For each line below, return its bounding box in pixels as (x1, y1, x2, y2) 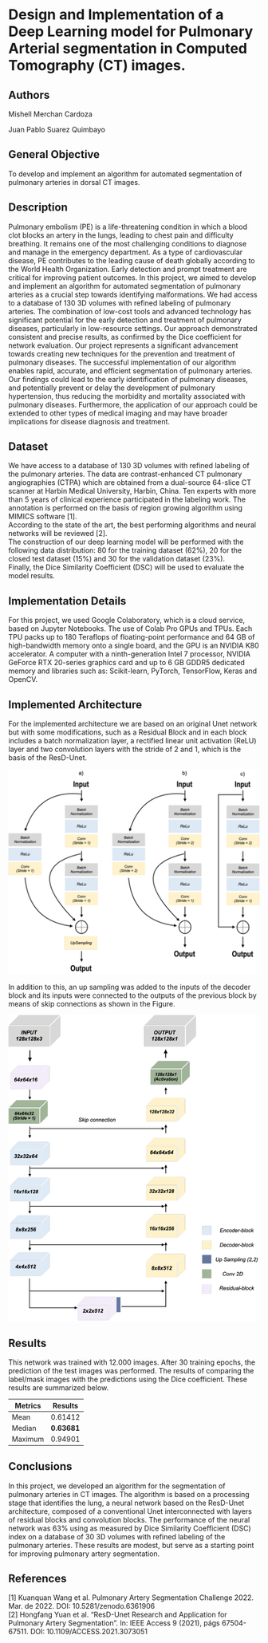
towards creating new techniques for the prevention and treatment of (8, 349, 235, 358)
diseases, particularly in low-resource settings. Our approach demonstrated (8, 323, 258, 333)
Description (8, 201, 68, 215)
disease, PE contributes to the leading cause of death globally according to (8, 255, 255, 265)
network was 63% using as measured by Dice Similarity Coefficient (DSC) (8, 1523, 251, 1533)
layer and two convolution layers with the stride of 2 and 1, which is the (8, 744, 242, 755)
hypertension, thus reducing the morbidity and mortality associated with (8, 391, 246, 400)
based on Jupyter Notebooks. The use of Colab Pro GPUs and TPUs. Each (8, 624, 253, 633)
